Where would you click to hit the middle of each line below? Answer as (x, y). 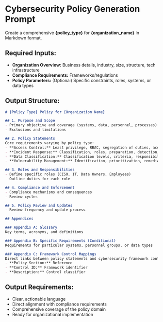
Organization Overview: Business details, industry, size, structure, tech (84, 65)
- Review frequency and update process (45, 210)
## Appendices (19, 219)
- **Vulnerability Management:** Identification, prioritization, (73, 161)
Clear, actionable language (39, 299)
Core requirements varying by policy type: (50, 143)
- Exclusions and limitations (36, 130)
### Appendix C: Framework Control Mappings (51, 254)
